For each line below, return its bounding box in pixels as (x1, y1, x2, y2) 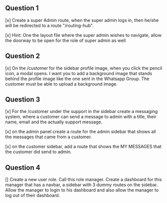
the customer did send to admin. (5, 149, 72, 155)
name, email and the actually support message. (5, 119, 103, 125)
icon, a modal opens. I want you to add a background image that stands (5, 70, 153, 76)
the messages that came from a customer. (5, 134, 92, 140)
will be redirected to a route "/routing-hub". (5, 22, 94, 28)
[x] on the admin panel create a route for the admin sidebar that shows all (5, 129, 156, 135)
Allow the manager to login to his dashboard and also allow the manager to (5, 187, 159, 193)
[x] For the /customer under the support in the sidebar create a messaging (5, 108, 158, 114)
